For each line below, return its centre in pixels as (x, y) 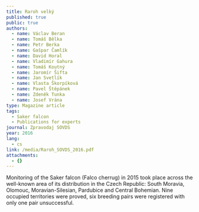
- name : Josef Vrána (37, 100)
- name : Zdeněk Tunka (38, 94)
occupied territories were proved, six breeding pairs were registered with (96, 197)
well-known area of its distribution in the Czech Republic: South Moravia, (95, 184)
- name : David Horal (37, 56)
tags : (13, 111)
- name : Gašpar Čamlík (40, 50)
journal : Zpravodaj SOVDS (38, 128)
